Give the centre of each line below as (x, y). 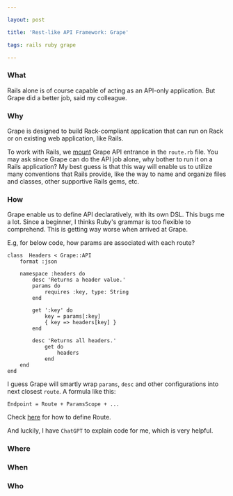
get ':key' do (53, 310)
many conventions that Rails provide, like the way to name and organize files (117, 174)
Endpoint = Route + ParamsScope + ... (63, 404)
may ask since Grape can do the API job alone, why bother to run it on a (110, 159)
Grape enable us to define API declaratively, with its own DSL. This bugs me (116, 215)
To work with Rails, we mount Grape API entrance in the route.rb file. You (113, 152)
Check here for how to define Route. (59, 417)
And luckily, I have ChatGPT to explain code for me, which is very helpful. (110, 431)
